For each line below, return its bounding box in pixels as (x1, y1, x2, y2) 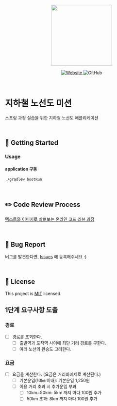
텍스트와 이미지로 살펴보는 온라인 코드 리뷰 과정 (5, 216, 95, 222)
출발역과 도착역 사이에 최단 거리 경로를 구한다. (19, 340, 106, 346)
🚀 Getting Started (5, 139, 59, 147)
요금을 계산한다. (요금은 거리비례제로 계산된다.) (12, 371, 101, 377)
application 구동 (5, 166, 37, 172)
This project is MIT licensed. (5, 290, 62, 296)
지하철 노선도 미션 (5, 98, 72, 109)
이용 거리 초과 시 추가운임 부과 (19, 384, 77, 389)
